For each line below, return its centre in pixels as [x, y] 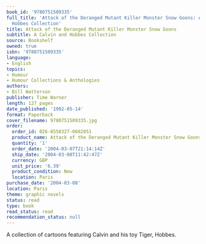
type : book [20, 206]
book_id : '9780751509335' [39, 12]
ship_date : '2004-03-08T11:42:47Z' [57, 154]
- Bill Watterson [29, 92]
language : [19, 58]
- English [19, 63]
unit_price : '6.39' [37, 166]
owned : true [21, 47]
